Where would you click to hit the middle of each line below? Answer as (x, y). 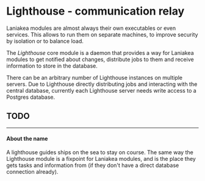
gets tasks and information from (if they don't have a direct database (93, 165)
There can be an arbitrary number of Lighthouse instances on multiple (95, 77)
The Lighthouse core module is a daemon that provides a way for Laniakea (100, 52)
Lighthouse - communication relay (95, 11)
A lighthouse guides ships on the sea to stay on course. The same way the (100, 152)
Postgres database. (31, 97)
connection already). (32, 171)
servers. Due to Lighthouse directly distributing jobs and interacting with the (102, 84)
